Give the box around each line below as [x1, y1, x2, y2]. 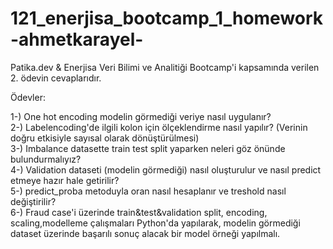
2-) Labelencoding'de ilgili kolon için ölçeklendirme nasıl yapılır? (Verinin [10, 121, 308, 133]
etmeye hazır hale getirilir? [10, 174, 120, 186]
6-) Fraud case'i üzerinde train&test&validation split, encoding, [10, 206, 268, 218]
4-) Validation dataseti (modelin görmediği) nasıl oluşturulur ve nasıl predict [10, 163, 322, 176]
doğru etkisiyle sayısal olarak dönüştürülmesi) [10, 132, 200, 144]
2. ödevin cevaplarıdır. [10, 72, 102, 84]
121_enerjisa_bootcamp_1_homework [10, 7, 324, 30]
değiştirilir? [10, 195, 57, 207]
